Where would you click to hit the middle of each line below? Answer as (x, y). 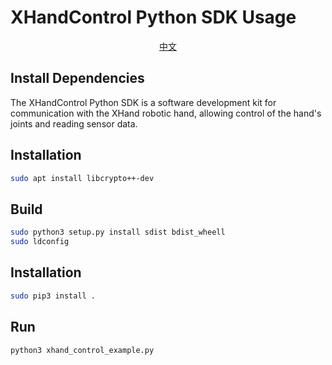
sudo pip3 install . (53, 296)
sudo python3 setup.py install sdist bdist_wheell (118, 232)
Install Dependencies (77, 78)
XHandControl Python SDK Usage (153, 17)
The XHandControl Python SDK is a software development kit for (143, 102)
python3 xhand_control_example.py (82, 350)
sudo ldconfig (40, 242)
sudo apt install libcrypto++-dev (82, 178)
